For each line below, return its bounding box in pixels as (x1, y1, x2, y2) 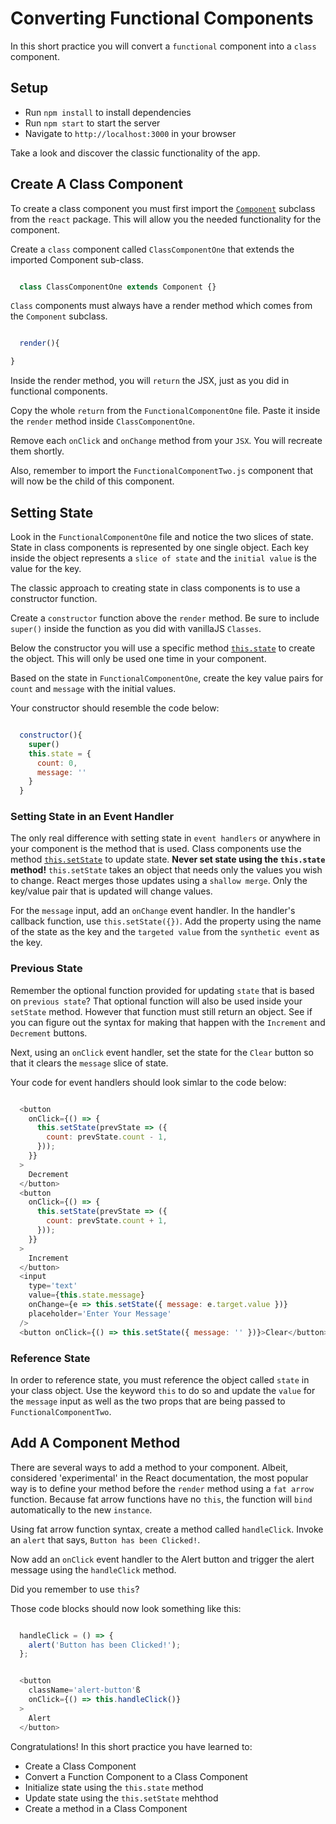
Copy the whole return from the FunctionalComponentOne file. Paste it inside (10, 405, 321, 417)
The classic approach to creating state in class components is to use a (10, 582, 301, 594)
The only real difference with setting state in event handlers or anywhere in (10, 832, 321, 844)
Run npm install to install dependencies (24, 106, 192, 118)
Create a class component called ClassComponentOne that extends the (10, 243, 295, 255)
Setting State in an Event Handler (10, 810, 175, 824)
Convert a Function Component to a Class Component (24, 1770, 248, 1782)
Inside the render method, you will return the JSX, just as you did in (10, 375, 290, 387)
